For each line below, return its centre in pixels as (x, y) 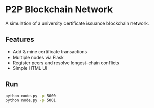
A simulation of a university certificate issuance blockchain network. (77, 23)
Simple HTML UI (30, 68)
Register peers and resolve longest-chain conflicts (66, 63)
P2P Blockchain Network (59, 9)
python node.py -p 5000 (31, 96)
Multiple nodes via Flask (38, 57)
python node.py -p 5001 (31, 100)
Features (20, 39)
